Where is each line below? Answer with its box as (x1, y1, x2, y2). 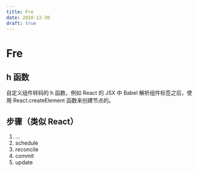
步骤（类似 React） (6, 116, 79, 126)
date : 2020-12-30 (6, 15, 50, 21)
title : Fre (6, 9, 34, 15)
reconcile (15, 146, 39, 153)
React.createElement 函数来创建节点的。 (13, 97, 114, 104)
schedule (15, 139, 39, 146)
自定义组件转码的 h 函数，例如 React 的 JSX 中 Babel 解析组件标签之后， (6, 89, 187, 97)
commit (15, 153, 35, 160)
